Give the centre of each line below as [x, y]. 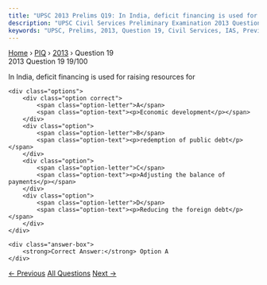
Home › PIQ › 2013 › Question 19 [61, 53]
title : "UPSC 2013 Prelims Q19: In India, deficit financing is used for [133, 16]
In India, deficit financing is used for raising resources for [102, 77]
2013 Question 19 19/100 [48, 61]
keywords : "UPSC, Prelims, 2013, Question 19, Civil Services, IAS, [124, 30]
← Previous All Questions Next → [62, 273]
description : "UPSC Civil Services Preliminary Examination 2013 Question [135, 23]
